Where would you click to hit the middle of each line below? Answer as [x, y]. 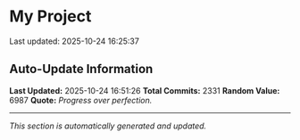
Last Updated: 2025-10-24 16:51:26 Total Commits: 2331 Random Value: [145, 90]
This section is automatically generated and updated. [108, 126]
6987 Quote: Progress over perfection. [81, 100]
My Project [50, 16]
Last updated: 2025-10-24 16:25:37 [75, 41]
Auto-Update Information [81, 69]
